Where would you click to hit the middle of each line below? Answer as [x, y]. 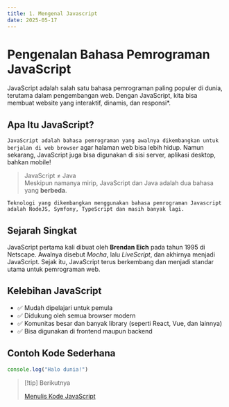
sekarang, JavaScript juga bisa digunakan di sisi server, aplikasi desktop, [112, 155]
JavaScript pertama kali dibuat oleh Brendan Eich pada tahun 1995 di [106, 248]
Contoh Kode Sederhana [61, 353]
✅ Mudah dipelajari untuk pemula [65, 308]
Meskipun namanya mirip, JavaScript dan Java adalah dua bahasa [119, 183]
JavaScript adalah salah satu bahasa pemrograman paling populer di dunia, [115, 88]
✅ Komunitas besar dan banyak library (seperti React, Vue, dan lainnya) [120, 323]
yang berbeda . [45, 191]
